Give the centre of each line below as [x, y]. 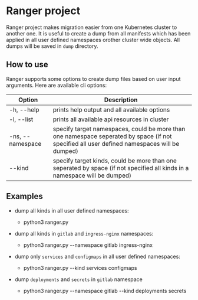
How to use [27, 65]
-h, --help [24, 109]
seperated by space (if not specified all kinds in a [121, 168]
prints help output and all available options [111, 109]
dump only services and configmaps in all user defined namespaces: [98, 256]
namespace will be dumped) [92, 175]
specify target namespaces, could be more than [119, 129]
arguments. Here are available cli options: [57, 85]
